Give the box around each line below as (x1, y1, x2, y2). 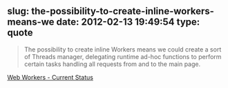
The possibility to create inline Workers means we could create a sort (23, 45, 222, 54)
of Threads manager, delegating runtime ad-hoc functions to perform (23, 52, 222, 60)
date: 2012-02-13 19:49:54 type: (56, 16, 200, 28)
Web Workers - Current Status (7, 73, 93, 81)
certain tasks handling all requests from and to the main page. (23, 60, 201, 68)
